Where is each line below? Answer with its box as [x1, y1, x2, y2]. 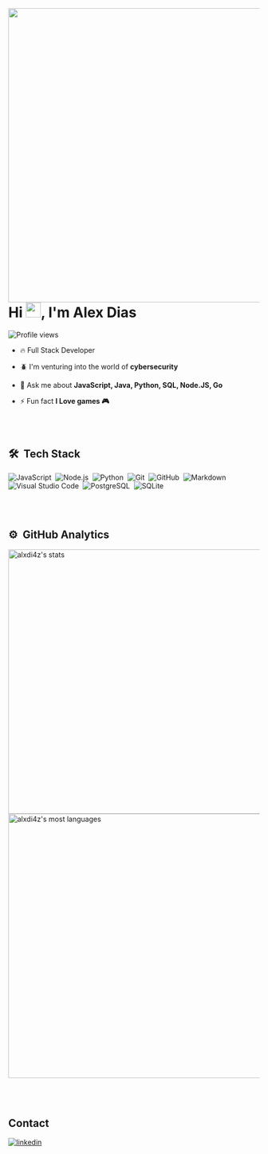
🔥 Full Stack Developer [19, 345, 96, 354]
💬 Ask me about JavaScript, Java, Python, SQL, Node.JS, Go [19, 380, 223, 389]
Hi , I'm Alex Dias [8, 303, 137, 322]
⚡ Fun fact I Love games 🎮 [19, 396, 110, 405]
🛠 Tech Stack [8, 447, 81, 461]
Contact [8, 1116, 49, 1130]
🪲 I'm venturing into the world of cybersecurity [19, 362, 179, 371]
